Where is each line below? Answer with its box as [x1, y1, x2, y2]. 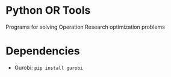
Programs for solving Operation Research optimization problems [5, 23, 165, 30]
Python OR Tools [5, 4, 91, 17]
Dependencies [5, 44, 80, 58]
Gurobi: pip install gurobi [14, 64, 83, 71]
